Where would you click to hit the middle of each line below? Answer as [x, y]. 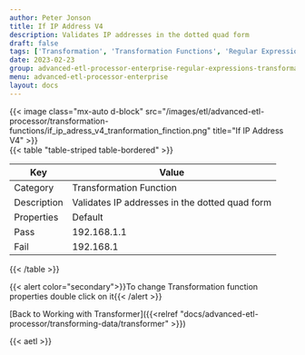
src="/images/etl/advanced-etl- [205, 111]
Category [34, 187]
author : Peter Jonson [50, 18]
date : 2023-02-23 [42, 60]
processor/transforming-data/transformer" [89, 323]
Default [88, 217]
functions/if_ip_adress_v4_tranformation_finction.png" [110, 130]
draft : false [34, 43]
